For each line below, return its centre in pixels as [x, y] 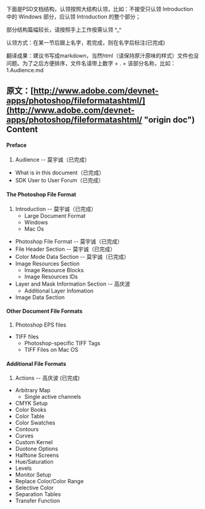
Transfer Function [37, 501]
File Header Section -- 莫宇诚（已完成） [65, 249]
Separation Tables [38, 494]
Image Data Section [40, 297]
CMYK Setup [31, 403]
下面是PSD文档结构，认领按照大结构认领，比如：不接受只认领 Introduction [100, 9]
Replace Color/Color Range [49, 481]
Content [22, 129]
